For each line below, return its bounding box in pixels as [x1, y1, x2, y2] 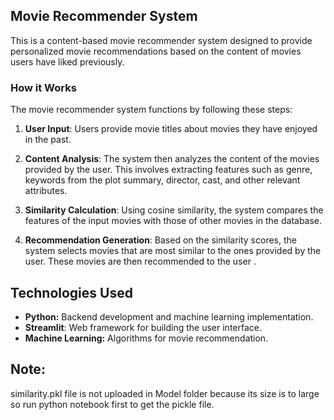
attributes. [24, 185, 68, 197]
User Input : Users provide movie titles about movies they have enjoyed [24, 123, 318, 135]
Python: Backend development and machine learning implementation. [24, 310, 314, 323]
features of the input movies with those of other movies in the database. [24, 215, 323, 227]
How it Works [10, 80, 77, 94]
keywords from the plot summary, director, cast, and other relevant [24, 174, 301, 186]
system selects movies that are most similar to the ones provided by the [24, 245, 322, 257]
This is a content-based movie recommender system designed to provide [10, 34, 313, 46]
